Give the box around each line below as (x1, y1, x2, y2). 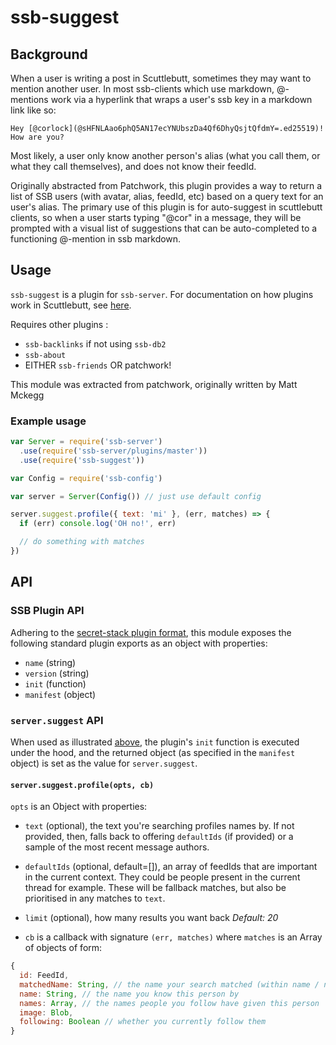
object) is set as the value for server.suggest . (10, 757, 198, 769)
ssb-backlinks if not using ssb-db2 (24, 337, 167, 350)
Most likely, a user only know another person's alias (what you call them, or (10, 150, 321, 161)
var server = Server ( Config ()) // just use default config (10, 491, 262, 501)
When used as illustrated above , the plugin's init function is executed (10, 736, 300, 748)
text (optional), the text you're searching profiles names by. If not (24, 820, 295, 832)
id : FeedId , (19, 971, 70, 981)
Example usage (10, 414, 87, 428)
